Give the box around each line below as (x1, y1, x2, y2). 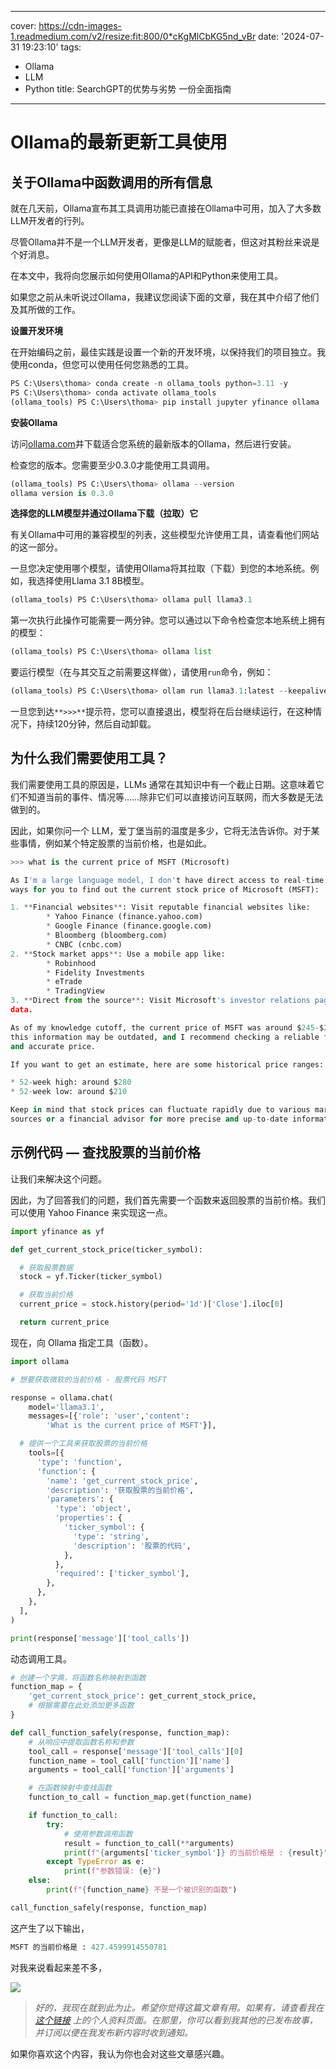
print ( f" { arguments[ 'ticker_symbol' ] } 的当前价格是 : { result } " (63, 1847, 329, 1858)
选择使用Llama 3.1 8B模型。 (36, 575, 150, 587)
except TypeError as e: (46, 1857, 145, 1867)
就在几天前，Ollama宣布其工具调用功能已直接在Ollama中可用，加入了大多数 (10, 202, 322, 214)
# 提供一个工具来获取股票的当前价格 (19, 1439, 148, 1449)
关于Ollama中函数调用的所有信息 (10, 174, 213, 191)
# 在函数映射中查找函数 (28, 1783, 112, 1793)
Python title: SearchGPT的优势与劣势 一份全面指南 (24, 83, 232, 95)
